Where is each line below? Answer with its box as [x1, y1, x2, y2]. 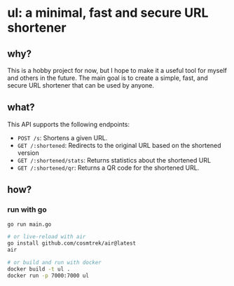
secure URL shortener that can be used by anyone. [7, 81, 154, 89]
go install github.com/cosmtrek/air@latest [7, 240, 137, 247]
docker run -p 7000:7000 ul [7, 272, 90, 279]
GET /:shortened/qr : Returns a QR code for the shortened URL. [17, 163, 200, 172]
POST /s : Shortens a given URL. [17, 133, 108, 142]
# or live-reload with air [7, 233, 86, 240]
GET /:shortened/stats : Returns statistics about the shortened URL [17, 156, 212, 164]
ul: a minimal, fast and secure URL [7, 5, 209, 21]
